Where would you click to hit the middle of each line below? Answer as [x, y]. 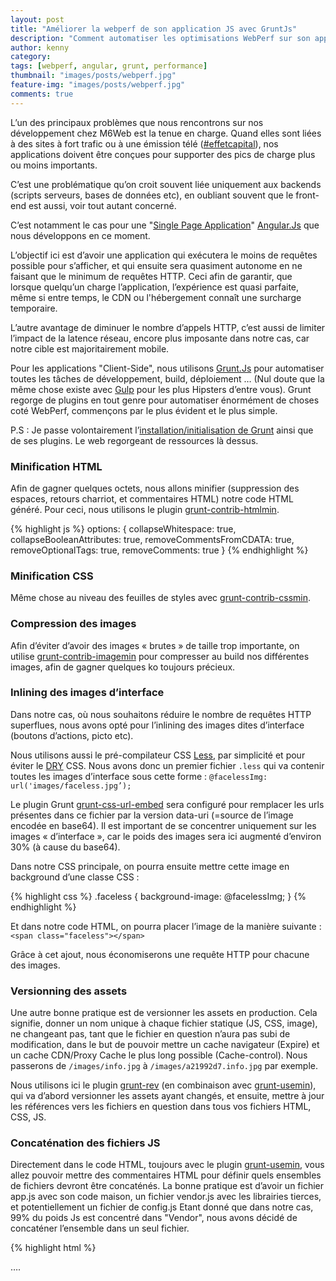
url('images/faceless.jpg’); [71, 786]
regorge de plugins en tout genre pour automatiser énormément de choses [165, 400]
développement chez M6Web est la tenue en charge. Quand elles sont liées [166, 133]
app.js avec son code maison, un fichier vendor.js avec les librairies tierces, [166, 1197]
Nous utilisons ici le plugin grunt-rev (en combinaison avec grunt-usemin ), [163, 1085]
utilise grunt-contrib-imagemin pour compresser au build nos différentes [160, 656]
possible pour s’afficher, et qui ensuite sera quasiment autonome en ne [156, 265]
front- [307, 195]
